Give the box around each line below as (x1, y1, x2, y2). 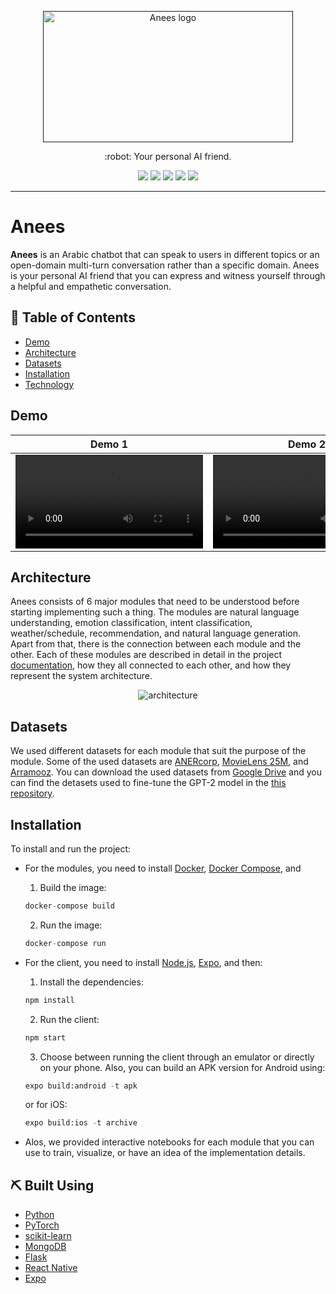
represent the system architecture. (10, 670, 153, 682)
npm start (24, 1032, 67, 1043)
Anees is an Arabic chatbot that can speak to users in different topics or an (10, 248, 320, 260)
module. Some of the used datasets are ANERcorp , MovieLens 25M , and (10, 756, 309, 768)
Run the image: (39, 919, 103, 931)
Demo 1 (89, 437, 129, 451)
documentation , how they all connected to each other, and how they (10, 659, 292, 671)
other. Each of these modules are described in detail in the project (10, 649, 283, 661)
